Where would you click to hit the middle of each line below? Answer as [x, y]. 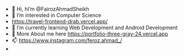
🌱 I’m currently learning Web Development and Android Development [95, 27]
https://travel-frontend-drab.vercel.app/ [60, 21]
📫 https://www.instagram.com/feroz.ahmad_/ [67, 40]
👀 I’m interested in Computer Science [56, 15]
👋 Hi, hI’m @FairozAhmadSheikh [50, 9]
